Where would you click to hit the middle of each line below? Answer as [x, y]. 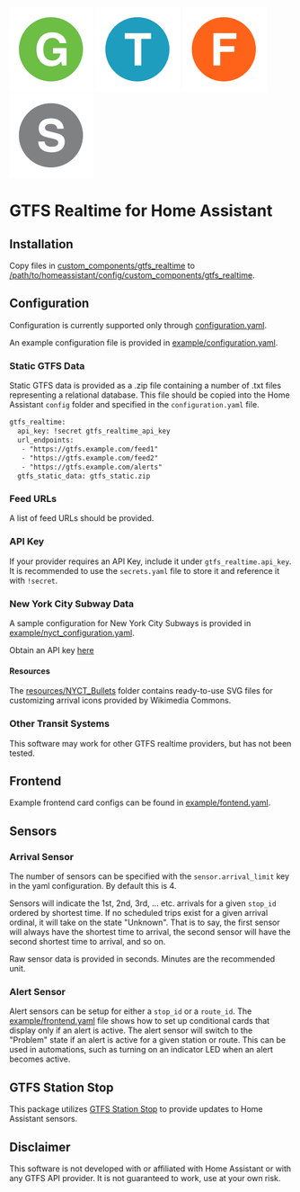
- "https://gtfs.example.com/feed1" [90, 449]
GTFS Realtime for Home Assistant [141, 211]
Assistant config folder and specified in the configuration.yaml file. [134, 405]
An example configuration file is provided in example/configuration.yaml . [144, 342]
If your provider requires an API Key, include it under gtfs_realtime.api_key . [150, 561]
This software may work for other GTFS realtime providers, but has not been [150, 743]
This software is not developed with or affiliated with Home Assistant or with [150, 1169]
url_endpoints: [46, 440]
